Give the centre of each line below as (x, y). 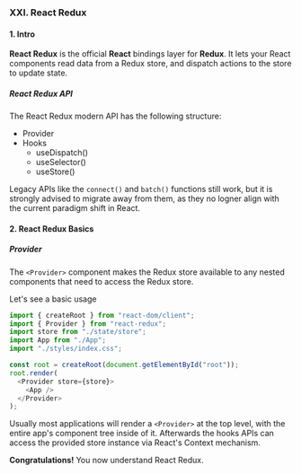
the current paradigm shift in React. (75, 208)
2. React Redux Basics (52, 228)
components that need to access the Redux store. (102, 281)
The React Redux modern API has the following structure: (115, 116)
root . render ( (34, 373)
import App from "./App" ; (58, 340)
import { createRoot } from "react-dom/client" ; (102, 315)
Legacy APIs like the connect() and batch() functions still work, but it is (141, 189)
